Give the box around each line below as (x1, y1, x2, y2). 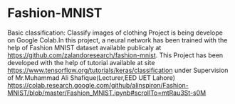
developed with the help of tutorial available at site (7, 58, 155, 67)
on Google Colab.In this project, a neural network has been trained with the (7, 35, 228, 44)
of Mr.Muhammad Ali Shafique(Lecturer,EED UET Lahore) (7, 73, 176, 82)
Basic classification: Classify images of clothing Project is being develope (7, 28, 223, 37)
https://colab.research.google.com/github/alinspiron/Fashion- (7, 81, 189, 89)
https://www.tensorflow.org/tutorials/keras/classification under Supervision (7, 66, 229, 74)
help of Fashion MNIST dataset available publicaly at (7, 43, 162, 52)
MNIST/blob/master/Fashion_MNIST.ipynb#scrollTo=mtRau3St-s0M (7, 88, 207, 97)
